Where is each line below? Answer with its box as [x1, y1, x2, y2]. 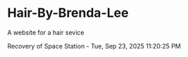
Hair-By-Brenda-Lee [7, 5, 129, 21]
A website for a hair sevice [7, 28, 84, 37]
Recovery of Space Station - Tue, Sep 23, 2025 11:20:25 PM [7, 42, 182, 50]
